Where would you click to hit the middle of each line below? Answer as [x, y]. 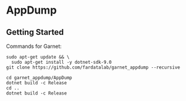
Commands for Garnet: [34, 46]
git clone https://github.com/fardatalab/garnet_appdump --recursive [93, 67]
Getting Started [35, 32]
